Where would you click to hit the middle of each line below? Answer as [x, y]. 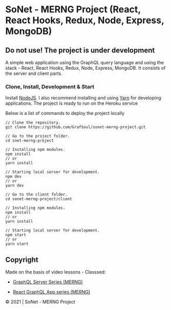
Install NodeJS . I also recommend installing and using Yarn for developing [83, 98]
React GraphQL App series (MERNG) [52, 292]
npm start [16, 235]
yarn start [17, 244]
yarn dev [15, 186]
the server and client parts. [34, 73]
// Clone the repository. [33, 123]
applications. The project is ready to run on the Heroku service [72, 103]
